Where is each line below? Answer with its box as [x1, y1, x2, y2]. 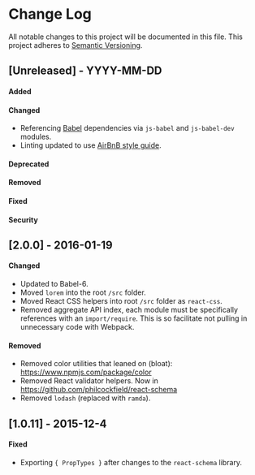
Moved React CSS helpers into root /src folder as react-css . [19, 296, 223, 306]
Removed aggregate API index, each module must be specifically [19, 305, 238, 315]
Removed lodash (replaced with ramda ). [19, 393, 151, 403]
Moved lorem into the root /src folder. [19, 287, 146, 297]
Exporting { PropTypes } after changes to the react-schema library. [19, 457, 242, 467]
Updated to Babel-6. [19, 279, 89, 289]
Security [8, 214, 38, 224]
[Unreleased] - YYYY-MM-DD [8, 64, 162, 78]
